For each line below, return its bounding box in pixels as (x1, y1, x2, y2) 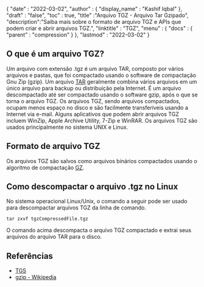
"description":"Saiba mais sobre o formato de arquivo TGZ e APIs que (6, 18, 181, 25)
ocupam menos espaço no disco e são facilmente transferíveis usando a (6, 104, 189, 111)
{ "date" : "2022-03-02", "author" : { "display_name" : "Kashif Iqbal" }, (6, 5, 183, 12)
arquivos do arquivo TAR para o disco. (6, 233, 102, 241)
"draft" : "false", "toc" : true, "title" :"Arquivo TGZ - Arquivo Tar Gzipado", (6, 12, 189, 19)
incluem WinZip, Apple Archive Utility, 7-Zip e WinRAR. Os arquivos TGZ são (6, 117, 198, 124)
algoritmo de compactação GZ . (6, 164, 85, 171)
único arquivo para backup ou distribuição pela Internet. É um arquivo (6, 84, 181, 92)
